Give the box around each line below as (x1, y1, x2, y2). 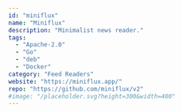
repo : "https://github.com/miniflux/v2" (8, 84, 145, 93)
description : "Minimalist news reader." (8, 26, 145, 34)
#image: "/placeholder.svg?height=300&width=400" (8, 92, 176, 100)
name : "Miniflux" (8, 19, 66, 27)
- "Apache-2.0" (15, 41, 66, 49)
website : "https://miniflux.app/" (8, 77, 123, 85)
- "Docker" (15, 63, 52, 71)
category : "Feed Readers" (8, 70, 94, 78)
